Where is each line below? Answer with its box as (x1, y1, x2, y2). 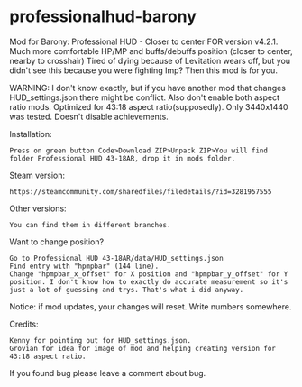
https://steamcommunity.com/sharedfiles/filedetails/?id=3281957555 (9, 187, 272, 196)
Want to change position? (9, 236, 105, 247)
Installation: (9, 128, 52, 139)
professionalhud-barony (9, 6, 197, 27)
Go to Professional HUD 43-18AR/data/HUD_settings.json (9, 253, 224, 263)
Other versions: (9, 203, 67, 214)
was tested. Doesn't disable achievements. (9, 111, 169, 122)
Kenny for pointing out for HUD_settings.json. (9, 336, 192, 345)
